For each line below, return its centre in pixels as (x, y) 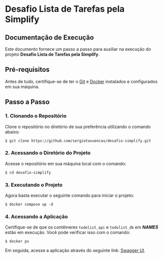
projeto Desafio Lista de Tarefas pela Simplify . (52, 54)
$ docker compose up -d (29, 204)
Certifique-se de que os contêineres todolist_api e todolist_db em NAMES (82, 227)
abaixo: (12, 132)
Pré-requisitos (27, 70)
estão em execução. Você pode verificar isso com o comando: (68, 233)
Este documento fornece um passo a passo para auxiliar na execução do (78, 49)
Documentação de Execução (49, 37)
